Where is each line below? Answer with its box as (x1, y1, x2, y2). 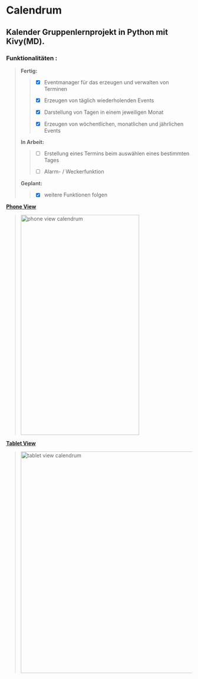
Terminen (44, 85, 68, 92)
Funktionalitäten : (6, 54, 58, 62)
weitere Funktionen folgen (44, 191, 108, 198)
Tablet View (6, 440, 37, 447)
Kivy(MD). (6, 36, 45, 46)
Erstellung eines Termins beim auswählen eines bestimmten (44, 150, 190, 157)
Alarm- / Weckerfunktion (44, 168, 104, 175)
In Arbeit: (20, 139, 44, 146)
